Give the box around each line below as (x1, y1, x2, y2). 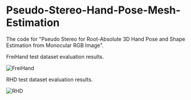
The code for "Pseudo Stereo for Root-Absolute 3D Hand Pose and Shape (6, 35, 186, 42)
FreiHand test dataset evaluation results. (6, 53, 104, 60)
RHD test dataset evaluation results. (6, 76, 93, 83)
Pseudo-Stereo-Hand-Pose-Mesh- (6, 4, 181, 17)
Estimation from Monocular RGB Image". (6, 42, 104, 49)
